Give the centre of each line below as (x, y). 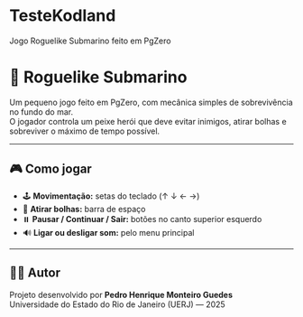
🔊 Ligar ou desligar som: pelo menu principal (108, 232)
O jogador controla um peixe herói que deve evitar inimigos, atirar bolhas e (148, 121)
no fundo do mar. (41, 112)
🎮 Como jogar (50, 169)
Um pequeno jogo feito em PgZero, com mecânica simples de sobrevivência (151, 102)
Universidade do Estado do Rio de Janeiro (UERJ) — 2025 (117, 304)
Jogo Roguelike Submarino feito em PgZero (90, 41)
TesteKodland (63, 16)
